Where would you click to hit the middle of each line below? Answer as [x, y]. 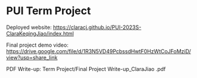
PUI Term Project [49, 11]
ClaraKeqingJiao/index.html [40, 33]
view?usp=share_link [32, 57]
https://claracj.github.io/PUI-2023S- [97, 27]
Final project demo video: [37, 45]
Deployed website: [29, 27]
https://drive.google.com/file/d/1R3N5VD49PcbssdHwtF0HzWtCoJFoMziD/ [99, 51]
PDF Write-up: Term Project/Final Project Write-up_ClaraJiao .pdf [86, 69]
